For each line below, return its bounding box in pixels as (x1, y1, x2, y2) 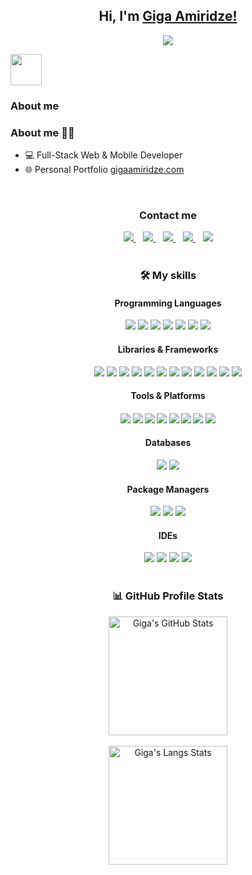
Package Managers (126, 483, 210, 495)
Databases (144, 437, 192, 449)
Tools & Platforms (130, 390, 206, 402)
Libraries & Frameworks (117, 344, 219, 356)
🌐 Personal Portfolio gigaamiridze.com (24, 164, 185, 176)
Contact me (138, 208, 198, 222)
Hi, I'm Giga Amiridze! (98, 8, 238, 25)
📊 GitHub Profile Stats (112, 589, 224, 603)
